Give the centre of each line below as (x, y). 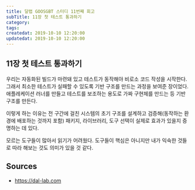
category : (18, 22)
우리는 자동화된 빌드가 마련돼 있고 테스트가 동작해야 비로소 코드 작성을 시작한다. (97, 79)
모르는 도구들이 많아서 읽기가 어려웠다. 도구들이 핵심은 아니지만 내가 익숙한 (91, 140)
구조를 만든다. (22, 101)
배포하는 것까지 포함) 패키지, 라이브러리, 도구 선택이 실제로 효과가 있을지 (99, 120)
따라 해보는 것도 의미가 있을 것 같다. (53, 147)
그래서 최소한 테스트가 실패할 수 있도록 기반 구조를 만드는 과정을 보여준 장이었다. (97, 86)
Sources (22, 166)
